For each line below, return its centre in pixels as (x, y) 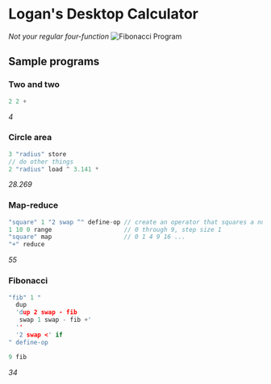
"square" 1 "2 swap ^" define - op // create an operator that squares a (131, 222)
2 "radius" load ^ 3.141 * (54, 169)
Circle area (30, 138)
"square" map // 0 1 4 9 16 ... (97, 237)
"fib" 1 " (25, 297)
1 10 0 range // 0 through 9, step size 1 (115, 229)
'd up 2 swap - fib (47, 312)
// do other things (41, 162)
